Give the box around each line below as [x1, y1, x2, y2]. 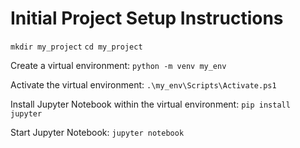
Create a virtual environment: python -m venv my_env [10, 59, 227, 71]
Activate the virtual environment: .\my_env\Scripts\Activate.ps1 [10, 78, 277, 91]
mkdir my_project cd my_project [10, 42, 143, 52]
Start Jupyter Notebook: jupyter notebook [10, 126, 185, 138]
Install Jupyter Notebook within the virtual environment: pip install [10, 98, 291, 110]
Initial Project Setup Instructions [10, 7, 284, 30]
